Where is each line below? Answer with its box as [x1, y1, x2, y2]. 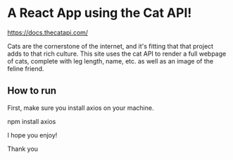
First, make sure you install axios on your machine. [7, 104, 154, 112]
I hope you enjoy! [7, 130, 58, 139]
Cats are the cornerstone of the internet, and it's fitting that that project [7, 42, 213, 50]
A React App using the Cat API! [7, 5, 192, 21]
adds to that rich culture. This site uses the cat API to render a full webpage [7, 49, 227, 58]
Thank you [7, 144, 39, 153]
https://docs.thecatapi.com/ [7, 28, 89, 37]
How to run [7, 85, 57, 97]
